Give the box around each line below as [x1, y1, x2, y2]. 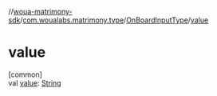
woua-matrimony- [13, 7, 73, 16]
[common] [8, 70, 42, 79]
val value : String [8, 78, 61, 87]
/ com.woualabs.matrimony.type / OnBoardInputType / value [19, 15, 209, 25]
